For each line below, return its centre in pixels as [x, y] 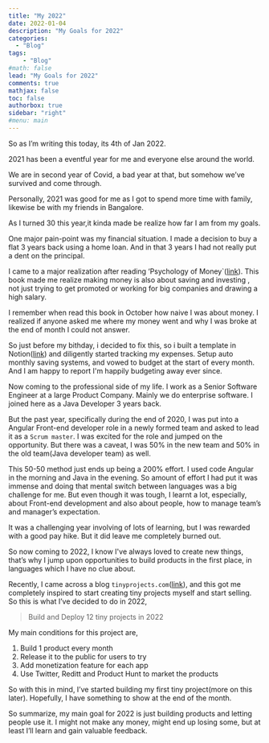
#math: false [30, 68]
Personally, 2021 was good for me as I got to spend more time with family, [130, 199]
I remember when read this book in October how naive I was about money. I [133, 312]
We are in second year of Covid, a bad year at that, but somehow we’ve [126, 175]
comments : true [34, 83]
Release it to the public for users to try [83, 656]
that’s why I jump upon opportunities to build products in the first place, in [130, 559]
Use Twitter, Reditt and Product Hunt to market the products [119, 674]
